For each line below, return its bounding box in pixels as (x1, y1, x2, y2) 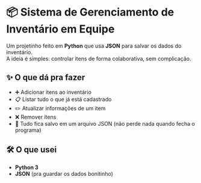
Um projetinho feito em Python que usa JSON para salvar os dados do (6, 42, 182, 49)
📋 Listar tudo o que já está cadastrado (14, 95, 112, 103)
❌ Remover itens (14, 113, 57, 120)
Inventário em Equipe (6, 22, 115, 36)
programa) (14, 126, 42, 134)
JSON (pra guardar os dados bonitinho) (14, 170, 113, 177)
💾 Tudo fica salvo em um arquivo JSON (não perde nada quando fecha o (14, 120, 196, 127)
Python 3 (14, 164, 39, 171)
